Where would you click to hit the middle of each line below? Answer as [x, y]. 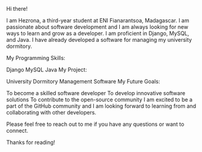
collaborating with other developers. [51, 112]
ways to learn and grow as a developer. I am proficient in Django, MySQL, [98, 33]
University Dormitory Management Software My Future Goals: [83, 81]
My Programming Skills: [36, 58]
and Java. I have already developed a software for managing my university [99, 40]
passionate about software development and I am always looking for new [97, 27]
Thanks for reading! [31, 142]
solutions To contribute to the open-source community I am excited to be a [99, 100]
